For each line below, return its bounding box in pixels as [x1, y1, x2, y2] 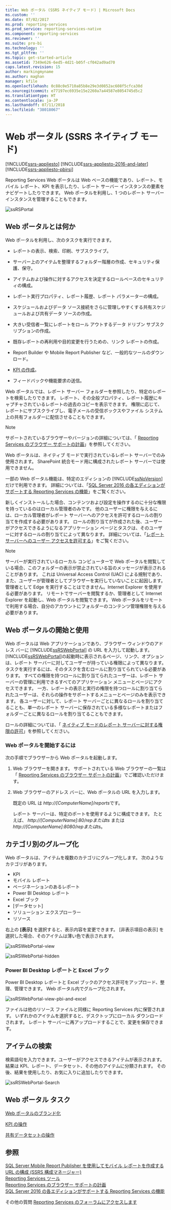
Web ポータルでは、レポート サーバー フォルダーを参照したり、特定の [5, 388, 153, 394]
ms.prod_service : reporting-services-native [5, 27, 102, 32]
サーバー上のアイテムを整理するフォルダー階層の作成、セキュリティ [12, 259, 156, 265]
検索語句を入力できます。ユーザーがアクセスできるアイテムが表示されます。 [5, 1056, 165, 1062]
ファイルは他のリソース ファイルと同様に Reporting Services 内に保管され [5, 1006, 161, 1012]
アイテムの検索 [5, 1042, 52, 1051]
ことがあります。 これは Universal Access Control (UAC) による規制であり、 [5, 571, 165, 577]
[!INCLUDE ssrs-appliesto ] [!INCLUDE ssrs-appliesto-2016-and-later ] [5, 161, 149, 167]
